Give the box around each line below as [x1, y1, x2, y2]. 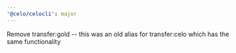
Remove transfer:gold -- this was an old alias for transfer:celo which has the [6, 30, 230, 38]
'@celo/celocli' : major [6, 10, 77, 18]
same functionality [6, 37, 61, 46]
